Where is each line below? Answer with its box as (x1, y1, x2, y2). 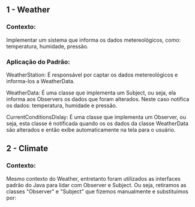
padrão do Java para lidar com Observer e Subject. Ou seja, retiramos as (6, 181, 187, 188)
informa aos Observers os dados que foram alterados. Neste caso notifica (6, 95, 190, 102)
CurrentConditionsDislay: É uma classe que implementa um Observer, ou (6, 113, 186, 120)
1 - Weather (6, 5, 50, 15)
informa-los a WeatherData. (6, 77, 75, 84)
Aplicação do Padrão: (6, 57, 70, 66)
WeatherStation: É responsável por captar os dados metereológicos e (6, 71, 178, 78)
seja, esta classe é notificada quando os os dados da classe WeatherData (6, 120, 189, 127)
